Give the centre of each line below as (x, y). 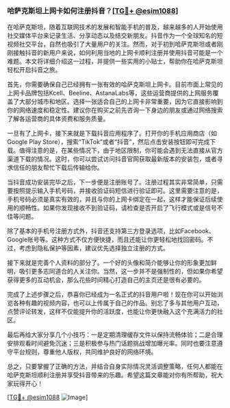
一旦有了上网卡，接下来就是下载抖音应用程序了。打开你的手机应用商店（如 (112, 133)
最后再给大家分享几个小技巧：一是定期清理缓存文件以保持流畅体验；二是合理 (115, 335)
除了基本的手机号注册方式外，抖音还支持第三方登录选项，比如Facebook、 (111, 231)
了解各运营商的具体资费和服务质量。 (58, 119)
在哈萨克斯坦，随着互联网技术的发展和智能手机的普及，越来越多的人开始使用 (115, 27)
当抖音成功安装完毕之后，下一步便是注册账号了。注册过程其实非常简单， (109, 182)
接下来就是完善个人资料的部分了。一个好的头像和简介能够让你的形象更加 (109, 263)
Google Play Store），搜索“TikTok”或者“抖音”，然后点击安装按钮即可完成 (108, 142)
